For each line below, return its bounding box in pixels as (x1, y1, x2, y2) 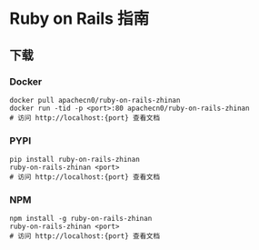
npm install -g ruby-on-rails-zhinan (9, 215, 153, 224)
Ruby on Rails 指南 (9, 8, 150, 29)
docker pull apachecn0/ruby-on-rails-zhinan (9, 95, 181, 105)
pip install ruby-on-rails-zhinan (9, 155, 141, 165)
